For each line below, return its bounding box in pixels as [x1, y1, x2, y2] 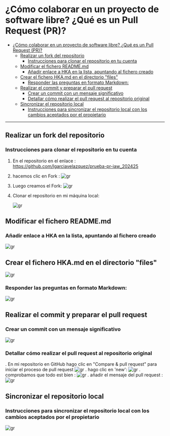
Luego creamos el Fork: [12, 183, 62, 189]
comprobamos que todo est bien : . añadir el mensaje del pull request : [5, 372, 163, 378]
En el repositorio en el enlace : [12, 158, 76, 164]
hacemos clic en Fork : [12, 173, 60, 179]
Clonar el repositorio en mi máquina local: [12, 192, 100, 198]
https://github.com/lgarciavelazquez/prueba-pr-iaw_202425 [12, 163, 139, 169]
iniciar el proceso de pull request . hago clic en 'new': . [5, 367, 141, 373]
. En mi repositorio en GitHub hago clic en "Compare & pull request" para [5, 361, 157, 367]
